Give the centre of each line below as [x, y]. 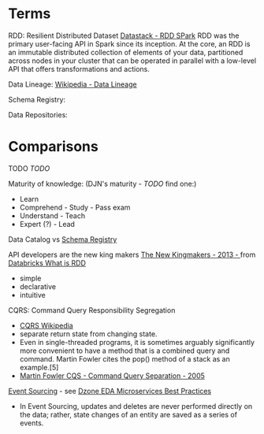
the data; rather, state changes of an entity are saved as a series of [128, 414]
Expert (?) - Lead [47, 224]
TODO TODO [29, 168]
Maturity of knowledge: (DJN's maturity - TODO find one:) [102, 184]
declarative [38, 286]
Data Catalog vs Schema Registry [63, 239]
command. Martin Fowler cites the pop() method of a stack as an [125, 358]
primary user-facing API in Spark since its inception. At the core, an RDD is [129, 43]
